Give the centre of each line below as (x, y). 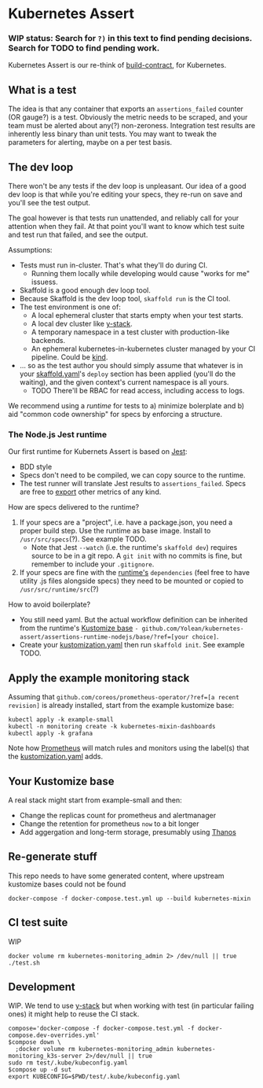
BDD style (36, 467)
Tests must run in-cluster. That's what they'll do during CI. (113, 265)
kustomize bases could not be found (67, 884)
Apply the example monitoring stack (99, 678)
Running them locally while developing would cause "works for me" (140, 274)
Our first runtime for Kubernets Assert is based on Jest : (98, 452)
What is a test (42, 90)
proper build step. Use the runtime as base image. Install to (115, 531)
